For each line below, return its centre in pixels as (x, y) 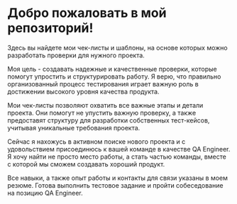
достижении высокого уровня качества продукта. (83, 91)
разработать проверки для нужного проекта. (76, 55)
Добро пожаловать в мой (87, 13)
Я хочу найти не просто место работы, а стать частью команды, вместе (117, 157)
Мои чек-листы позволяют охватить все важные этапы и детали (105, 105)
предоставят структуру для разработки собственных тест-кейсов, (109, 120)
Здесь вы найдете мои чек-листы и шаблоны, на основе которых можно (118, 47)
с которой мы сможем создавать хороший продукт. (86, 164)
